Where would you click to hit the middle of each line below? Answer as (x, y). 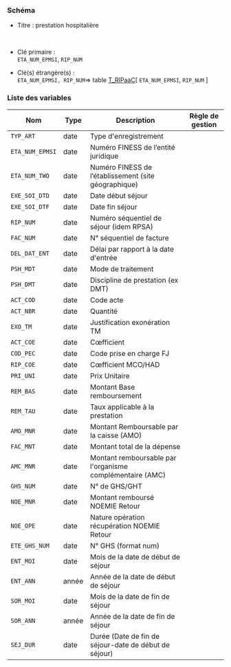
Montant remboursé (122, 497)
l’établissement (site (122, 176)
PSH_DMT (23, 284)
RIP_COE (23, 365)
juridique (104, 156)
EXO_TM (21, 327)
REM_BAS (23, 391)
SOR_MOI (23, 601)
